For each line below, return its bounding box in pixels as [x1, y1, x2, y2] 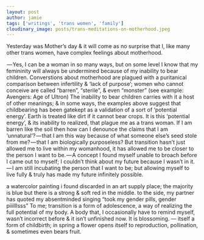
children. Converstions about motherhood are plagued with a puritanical [6, 74, 187, 81]
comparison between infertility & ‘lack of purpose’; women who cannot [6, 80, 184, 88]
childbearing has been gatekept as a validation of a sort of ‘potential [6, 106, 177, 113]
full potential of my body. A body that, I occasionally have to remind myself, [6, 208, 195, 216]
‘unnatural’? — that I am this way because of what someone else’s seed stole [6, 132, 197, 139]
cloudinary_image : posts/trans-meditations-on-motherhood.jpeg [6, 26, 171, 32]
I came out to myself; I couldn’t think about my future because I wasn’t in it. [6, 158, 195, 165]
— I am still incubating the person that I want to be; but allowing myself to [6, 164, 190, 172]
